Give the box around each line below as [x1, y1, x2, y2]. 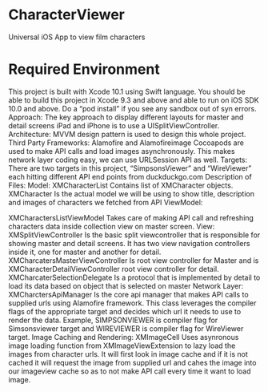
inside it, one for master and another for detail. [8, 247, 162, 257]
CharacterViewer [8, 6, 126, 24]
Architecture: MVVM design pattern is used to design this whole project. [8, 129, 246, 139]
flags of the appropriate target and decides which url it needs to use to [8, 306, 242, 316]
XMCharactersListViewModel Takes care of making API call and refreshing [8, 212, 254, 222]
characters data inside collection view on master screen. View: [8, 221, 215, 231]
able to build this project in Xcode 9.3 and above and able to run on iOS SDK [8, 95, 259, 105]
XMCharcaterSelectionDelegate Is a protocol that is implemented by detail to [8, 273, 261, 282]
